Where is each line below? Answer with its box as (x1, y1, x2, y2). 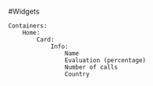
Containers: (8, 22, 47, 30)
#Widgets (8, 7, 40, 16)
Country (64, 70, 90, 78)
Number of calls (64, 63, 118, 71)
